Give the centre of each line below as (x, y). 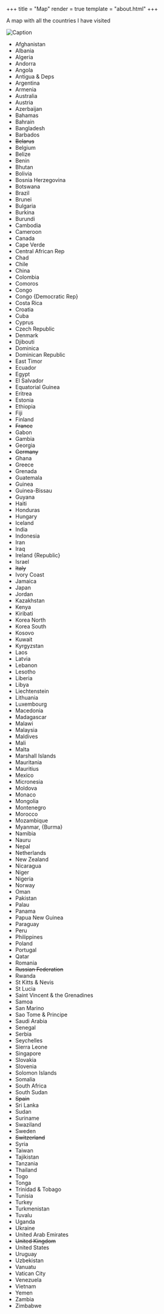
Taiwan (24, 1151)
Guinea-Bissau (34, 490)
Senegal (26, 1028)
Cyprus (24, 322)
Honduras (28, 510)
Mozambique (32, 820)
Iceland (24, 523)
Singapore (28, 1053)
